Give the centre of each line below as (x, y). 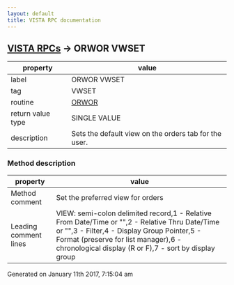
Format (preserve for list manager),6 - (119, 239)
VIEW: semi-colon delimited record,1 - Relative (134, 213)
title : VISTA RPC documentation (54, 20)
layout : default (31, 14)
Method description (41, 163)
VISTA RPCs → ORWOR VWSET (76, 48)
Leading (24, 226)
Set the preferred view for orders (110, 197)
